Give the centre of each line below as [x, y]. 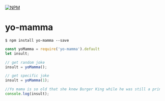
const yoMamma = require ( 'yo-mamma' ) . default [52, 49]
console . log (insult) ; [27, 94]
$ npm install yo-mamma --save [37, 40]
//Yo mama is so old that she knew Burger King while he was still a [78, 89]
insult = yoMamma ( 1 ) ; [27, 80]
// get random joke [25, 62]
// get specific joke [27, 76]
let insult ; [17, 53]
